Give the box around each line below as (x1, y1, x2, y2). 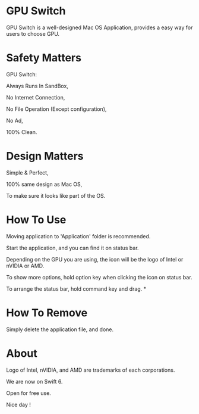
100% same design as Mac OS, (6, 180, 83, 188)
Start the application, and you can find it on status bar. (6, 244, 139, 251)
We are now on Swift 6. (6, 378, 63, 385)
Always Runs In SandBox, (6, 82, 68, 89)
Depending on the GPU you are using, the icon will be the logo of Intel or (6, 256, 184, 263)
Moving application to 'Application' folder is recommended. (6, 232, 151, 239)
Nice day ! (6, 401, 31, 408)
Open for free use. (6, 389, 52, 397)
